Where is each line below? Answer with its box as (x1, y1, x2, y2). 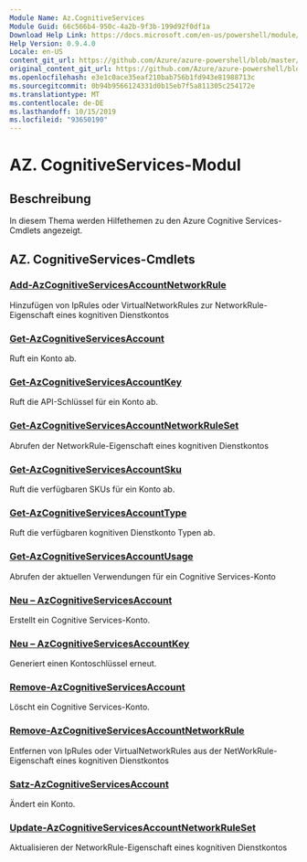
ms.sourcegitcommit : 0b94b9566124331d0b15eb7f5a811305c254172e (9, 81, 256, 90)
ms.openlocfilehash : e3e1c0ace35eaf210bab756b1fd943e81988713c (9, 73, 256, 82)
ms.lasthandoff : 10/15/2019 (9, 107, 117, 116)
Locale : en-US (9, 48, 64, 57)
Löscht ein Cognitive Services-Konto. (9, 701, 151, 713)
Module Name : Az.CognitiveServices (9, 13, 145, 23)
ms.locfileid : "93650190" (9, 115, 108, 124)
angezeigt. (42, 225, 83, 236)
